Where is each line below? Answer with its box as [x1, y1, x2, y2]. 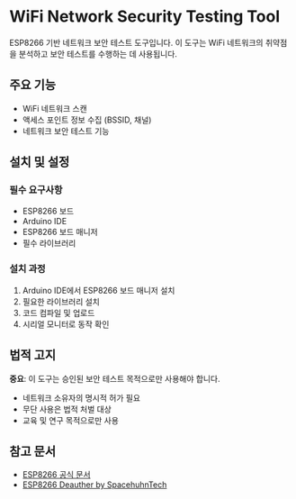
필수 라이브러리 [22, 238, 76, 249]
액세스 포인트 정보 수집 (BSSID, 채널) [22, 114, 152, 125]
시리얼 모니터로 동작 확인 [22, 318, 110, 330]
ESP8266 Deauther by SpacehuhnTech [22, 479, 167, 490]
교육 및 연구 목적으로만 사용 [22, 414, 120, 425]
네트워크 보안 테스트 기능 [22, 125, 110, 136]
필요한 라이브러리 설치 [22, 295, 101, 307]
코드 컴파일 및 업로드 [22, 307, 95, 318]
